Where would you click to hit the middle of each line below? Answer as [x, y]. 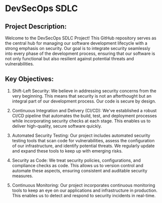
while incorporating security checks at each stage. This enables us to [81, 121]
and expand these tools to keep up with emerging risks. [67, 151]
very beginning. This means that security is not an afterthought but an [81, 96]
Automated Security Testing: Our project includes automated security [81, 135]
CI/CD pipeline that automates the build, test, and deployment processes [84, 116]
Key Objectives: [29, 79]
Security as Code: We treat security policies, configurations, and [76, 160]
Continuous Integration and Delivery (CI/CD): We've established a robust [84, 110]
